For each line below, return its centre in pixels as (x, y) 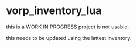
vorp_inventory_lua (54, 11)
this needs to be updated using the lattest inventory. (69, 38)
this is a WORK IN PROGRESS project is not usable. (68, 27)
